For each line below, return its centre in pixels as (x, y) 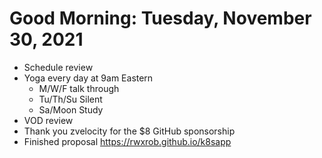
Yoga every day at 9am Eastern (88, 78)
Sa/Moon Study (71, 109)
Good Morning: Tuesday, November (160, 18)
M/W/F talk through (79, 88)
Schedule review (58, 67)
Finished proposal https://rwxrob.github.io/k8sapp (127, 141)
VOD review (48, 120)
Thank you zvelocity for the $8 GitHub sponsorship (129, 131)
